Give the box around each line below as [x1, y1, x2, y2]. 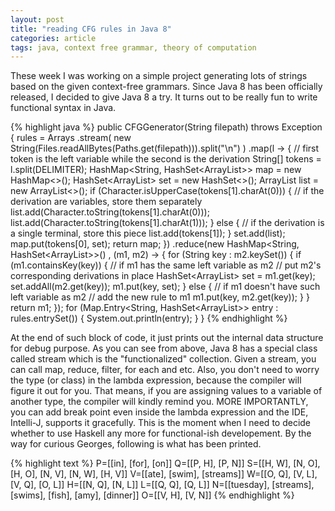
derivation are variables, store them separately [10, 196, 203, 208]
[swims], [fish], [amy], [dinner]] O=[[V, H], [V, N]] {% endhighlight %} [10, 489, 295, 501]
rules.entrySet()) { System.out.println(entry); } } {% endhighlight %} [10, 312, 288, 325]
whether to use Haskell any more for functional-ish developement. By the [10, 427, 312, 440]
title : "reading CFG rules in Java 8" [10, 24, 172, 34]
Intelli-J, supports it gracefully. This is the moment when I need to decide [10, 417, 312, 429]
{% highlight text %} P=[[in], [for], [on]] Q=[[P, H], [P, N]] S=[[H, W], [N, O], [10, 457, 321, 470]
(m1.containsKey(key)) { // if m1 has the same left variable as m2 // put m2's [10, 259, 322, 271]
